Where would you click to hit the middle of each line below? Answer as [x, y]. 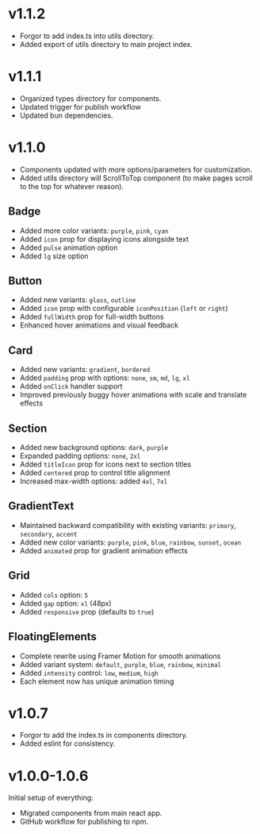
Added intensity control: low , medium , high [89, 673]
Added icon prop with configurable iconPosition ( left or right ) [124, 308]
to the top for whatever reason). [72, 186]
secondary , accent [48, 533]
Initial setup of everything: [51, 798]
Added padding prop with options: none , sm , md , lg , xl [105, 378]
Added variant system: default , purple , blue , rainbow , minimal [120, 664]
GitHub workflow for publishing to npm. [84, 822]
